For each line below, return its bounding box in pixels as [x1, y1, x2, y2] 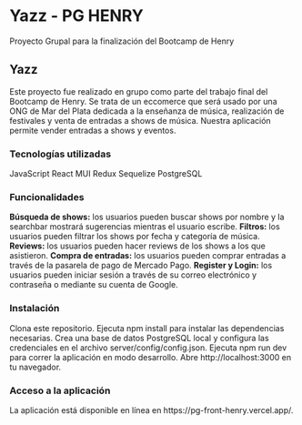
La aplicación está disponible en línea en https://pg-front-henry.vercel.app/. [9, 404, 294, 415]
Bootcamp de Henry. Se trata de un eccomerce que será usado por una [9, 96, 277, 106]
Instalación [9, 302, 60, 315]
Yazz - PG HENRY [9, 5, 144, 26]
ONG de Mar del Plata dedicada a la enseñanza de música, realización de [9, 106, 285, 116]
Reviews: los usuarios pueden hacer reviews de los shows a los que [9, 240, 266, 251]
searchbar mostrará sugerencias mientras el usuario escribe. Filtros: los [9, 221, 280, 232]
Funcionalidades [9, 190, 85, 203]
